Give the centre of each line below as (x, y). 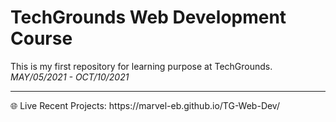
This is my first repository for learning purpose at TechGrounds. (141, 66)
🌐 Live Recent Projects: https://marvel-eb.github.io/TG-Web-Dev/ (145, 105)
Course (41, 38)
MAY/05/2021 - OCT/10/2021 (70, 77)
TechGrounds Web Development (148, 17)
